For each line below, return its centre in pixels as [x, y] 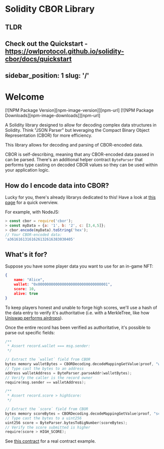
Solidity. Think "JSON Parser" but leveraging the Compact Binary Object [77, 130]
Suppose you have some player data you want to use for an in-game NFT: [79, 266]
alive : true [26, 293]
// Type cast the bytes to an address [44, 369]
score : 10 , [25, 289]
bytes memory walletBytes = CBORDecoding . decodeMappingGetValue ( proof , [79, 364]
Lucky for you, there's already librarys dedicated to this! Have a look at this [81, 198]
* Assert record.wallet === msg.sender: [49, 346]
